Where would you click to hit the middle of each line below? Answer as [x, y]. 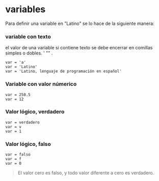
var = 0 [14, 164]
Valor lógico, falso [28, 144]
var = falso [18, 155]
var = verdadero [22, 122]
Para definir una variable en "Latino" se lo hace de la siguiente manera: [80, 23]
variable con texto [28, 37]
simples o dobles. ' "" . [29, 53]
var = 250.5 [18, 95]
